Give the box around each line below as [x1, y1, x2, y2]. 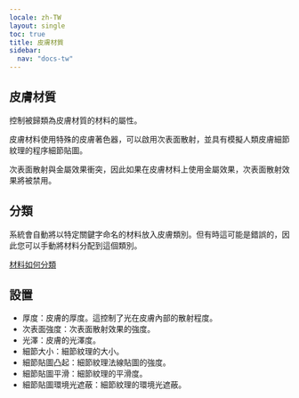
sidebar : [9, 46, 42, 55]
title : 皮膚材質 [9, 37, 64, 47]
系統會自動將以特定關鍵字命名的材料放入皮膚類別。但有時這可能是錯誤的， [9, 229, 282, 240]
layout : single [9, 21, 66, 30]
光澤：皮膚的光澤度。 [21, 335, 101, 345]
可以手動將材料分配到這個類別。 [24, 240, 142, 250]
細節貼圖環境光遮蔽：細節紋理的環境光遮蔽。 [21, 379, 187, 390]
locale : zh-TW [9, 12, 62, 22]
